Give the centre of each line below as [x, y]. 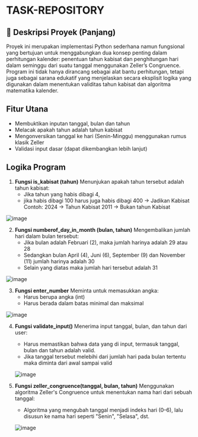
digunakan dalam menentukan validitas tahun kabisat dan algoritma [88, 84]
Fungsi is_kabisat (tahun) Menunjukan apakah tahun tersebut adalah [99, 181]
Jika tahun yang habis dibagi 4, [62, 194]
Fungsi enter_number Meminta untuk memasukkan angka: [87, 291]
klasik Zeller [29, 142]
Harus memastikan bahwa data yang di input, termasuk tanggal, [101, 344]
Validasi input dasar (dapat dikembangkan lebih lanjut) [81, 148]
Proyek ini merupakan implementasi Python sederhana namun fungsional [95, 46]
